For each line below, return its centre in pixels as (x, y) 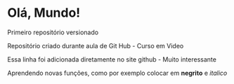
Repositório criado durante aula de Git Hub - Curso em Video (96, 45)
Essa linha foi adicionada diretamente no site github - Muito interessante (112, 59)
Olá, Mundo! (44, 13)
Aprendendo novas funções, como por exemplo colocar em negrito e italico (117, 73)
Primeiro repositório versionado (53, 32)
